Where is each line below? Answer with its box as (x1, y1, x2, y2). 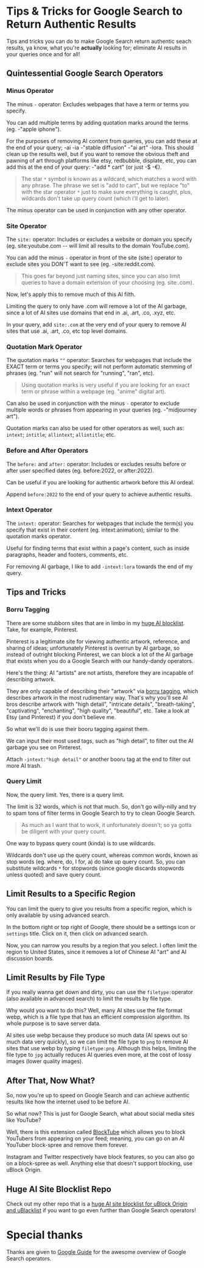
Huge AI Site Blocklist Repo (6, 1184, 111, 1194)
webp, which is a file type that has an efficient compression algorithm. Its (6, 1014, 190, 1021)
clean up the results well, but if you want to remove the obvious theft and (6, 150, 189, 157)
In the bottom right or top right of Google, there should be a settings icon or (6, 923, 196, 930)
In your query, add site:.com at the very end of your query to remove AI (6, 321, 187, 328)
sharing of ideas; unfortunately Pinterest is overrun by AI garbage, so (6, 644, 180, 651)
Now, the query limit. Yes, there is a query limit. (6, 791, 125, 798)
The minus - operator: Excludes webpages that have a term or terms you (6, 100, 189, 108)
